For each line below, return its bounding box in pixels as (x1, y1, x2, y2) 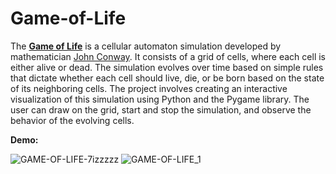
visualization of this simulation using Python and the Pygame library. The (10, 93, 310, 105)
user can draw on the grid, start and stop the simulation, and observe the (10, 103, 312, 116)
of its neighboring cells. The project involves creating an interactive (10, 82, 288, 94)
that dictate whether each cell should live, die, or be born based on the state (10, 72, 325, 84)
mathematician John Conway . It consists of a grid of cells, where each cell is (10, 50, 326, 62)
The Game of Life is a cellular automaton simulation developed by (10, 40, 282, 52)
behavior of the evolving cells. (10, 114, 135, 126)
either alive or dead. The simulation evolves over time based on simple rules (10, 61, 324, 73)
